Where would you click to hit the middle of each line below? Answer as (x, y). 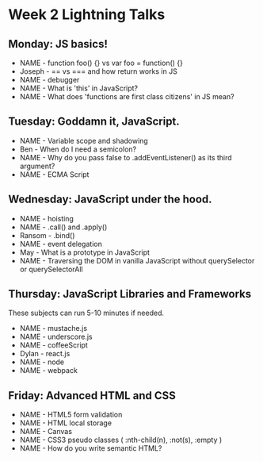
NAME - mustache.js (53, 328)
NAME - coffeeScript (54, 345)
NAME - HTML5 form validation (71, 415)
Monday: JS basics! (58, 44)
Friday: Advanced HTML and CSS (92, 396)
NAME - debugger (50, 80)
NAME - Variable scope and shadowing (84, 140)
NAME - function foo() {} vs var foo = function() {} (101, 63)
